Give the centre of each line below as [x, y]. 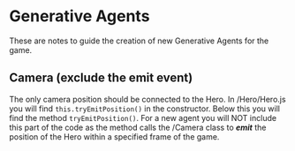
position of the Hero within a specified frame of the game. [114, 136]
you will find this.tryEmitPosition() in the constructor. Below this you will [145, 109]
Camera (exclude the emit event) [101, 78]
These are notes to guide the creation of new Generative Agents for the [139, 41]
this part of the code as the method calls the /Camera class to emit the [138, 127]
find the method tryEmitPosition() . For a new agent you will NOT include [143, 117]
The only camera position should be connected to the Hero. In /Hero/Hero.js [147, 99]
